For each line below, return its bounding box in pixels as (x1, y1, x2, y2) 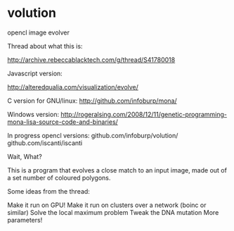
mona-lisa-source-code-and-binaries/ (7, 118, 118, 126)
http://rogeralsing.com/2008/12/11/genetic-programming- (60, 110, 227, 118)
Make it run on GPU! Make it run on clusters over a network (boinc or (7, 201, 207, 209)
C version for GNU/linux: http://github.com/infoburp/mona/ (7, 96, 177, 105)
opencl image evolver (7, 28, 70, 37)
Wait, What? (7, 152, 42, 161)
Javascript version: (7, 69, 63, 77)
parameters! (7, 216, 43, 224)
